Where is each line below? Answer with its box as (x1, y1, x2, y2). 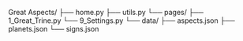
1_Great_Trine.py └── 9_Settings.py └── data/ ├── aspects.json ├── (8, 16, 235, 25)
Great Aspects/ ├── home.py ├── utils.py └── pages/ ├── (8, 8, 204, 17)
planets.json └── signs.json (8, 24, 99, 33)
